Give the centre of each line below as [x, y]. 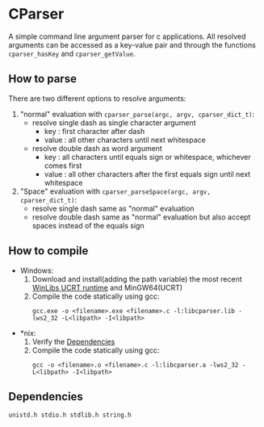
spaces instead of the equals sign [88, 225]
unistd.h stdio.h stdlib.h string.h [70, 415]
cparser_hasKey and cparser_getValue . [72, 53]
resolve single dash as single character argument [114, 123]
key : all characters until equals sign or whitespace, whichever [148, 157]
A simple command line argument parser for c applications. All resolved [127, 36]
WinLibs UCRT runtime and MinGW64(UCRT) [107, 287]
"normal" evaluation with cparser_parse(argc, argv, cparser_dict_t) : [137, 114]
